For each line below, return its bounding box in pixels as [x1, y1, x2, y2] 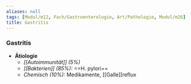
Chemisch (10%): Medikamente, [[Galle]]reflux [23, 71, 137, 78]
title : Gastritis [6, 19, 49, 25]
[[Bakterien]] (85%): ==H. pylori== [23, 65, 108, 72]
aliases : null [6, 8, 41, 15]
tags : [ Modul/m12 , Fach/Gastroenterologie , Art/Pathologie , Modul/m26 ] [6, 14, 186, 20]
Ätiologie [14, 52, 38, 59]
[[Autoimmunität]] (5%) [23, 58, 81, 65]
